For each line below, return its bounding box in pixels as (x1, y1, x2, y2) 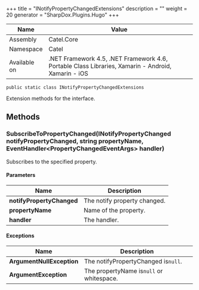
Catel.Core (48, 36, 79, 43)
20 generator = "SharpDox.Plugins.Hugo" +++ (6, 11, 120, 18)
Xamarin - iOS (48, 69, 89, 78)
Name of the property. (84, 206, 146, 214)
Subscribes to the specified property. (6, 158, 97, 165)
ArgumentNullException (9, 257, 79, 266)
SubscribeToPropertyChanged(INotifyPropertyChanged (6, 130, 171, 138)
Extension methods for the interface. (6, 95, 96, 102)
